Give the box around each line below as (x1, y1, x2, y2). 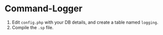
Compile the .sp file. (11, 24, 54, 30)
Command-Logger (4, 3, 82, 14)
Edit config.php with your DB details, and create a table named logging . (11, 19, 159, 25)
